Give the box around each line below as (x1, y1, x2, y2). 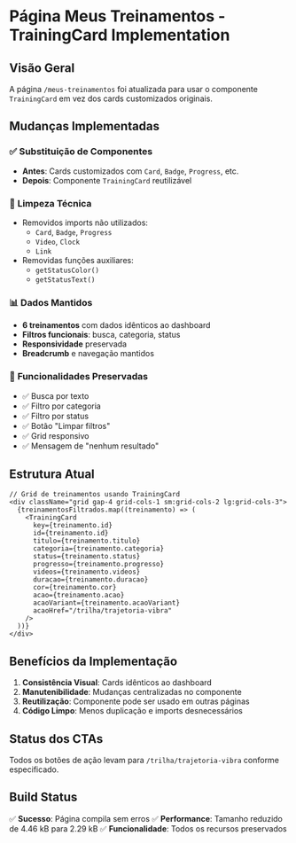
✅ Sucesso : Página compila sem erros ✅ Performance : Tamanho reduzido (9, 813, 284, 823)
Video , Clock (35, 236, 81, 246)
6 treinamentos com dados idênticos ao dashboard (21, 320, 211, 331)
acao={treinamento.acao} (32, 591, 125, 600)
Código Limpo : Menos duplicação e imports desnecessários (21, 706, 244, 716)
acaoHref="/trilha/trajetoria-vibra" (32, 606, 173, 615)
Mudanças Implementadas (9, 119, 160, 134)
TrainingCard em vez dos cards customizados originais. (9, 93, 213, 104)
